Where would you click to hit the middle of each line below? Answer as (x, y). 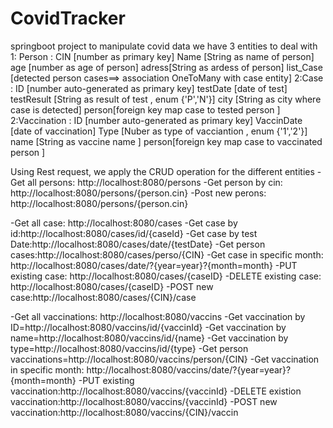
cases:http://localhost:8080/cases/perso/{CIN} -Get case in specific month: (167, 254)
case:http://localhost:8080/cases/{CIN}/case (103, 297)
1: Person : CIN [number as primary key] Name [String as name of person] (162, 56)
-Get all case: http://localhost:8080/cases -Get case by (124, 223)
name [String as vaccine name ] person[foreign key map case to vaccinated (166, 141)
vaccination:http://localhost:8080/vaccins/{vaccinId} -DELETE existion (156, 391)
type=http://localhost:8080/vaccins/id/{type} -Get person (129, 348)
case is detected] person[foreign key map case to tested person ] (145, 109)
